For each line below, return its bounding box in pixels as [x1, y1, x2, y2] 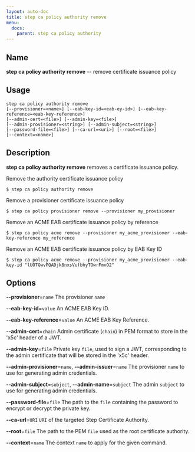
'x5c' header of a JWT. [6, 334, 62, 341]
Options [6, 278, 37, 288]
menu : [6, 19, 19, 25]
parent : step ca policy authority [16, 31, 101, 37]
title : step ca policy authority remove [6, 14, 107, 20]
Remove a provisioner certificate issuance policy [6, 196, 124, 204]
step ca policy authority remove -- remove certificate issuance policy [6, 68, 177, 75]
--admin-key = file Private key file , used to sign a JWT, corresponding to [6, 346, 187, 353]
